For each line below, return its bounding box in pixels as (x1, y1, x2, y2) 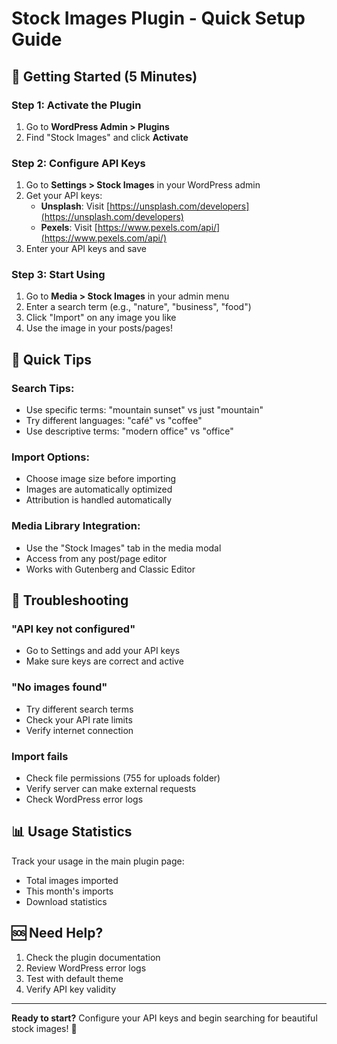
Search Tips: (11, 381, 75, 395)
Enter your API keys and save (25, 243, 147, 255)
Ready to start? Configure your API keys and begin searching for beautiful (11, 1012, 318, 1024)
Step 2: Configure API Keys (11, 156, 146, 170)
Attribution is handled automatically (25, 494, 173, 506)
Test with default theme (25, 972, 124, 984)
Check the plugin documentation (25, 951, 161, 963)
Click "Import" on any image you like (25, 312, 177, 324)
